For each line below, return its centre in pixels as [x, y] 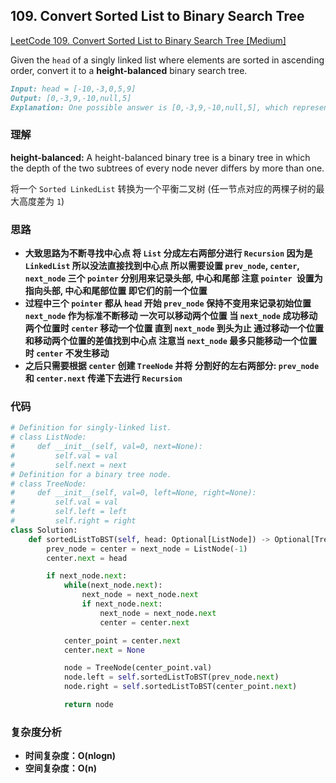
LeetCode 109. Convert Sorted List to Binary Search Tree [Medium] [148, 40]
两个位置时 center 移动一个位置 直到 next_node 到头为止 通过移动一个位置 [174, 328]
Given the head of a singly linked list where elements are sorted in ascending [167, 60]
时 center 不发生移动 [67, 353]
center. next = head [87, 558]
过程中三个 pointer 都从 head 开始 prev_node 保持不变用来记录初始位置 [168, 303]
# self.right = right [73, 521]
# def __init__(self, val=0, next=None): [106, 447]
